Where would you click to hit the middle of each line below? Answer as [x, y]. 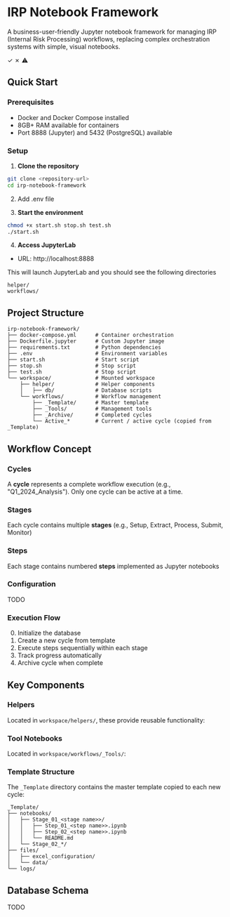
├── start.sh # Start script [73, 360]
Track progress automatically [60, 655]
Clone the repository [48, 166]
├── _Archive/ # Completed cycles [92, 415]
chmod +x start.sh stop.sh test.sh [59, 225]
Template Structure [41, 772]
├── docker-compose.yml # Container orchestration [90, 335]
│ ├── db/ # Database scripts [86, 390]
